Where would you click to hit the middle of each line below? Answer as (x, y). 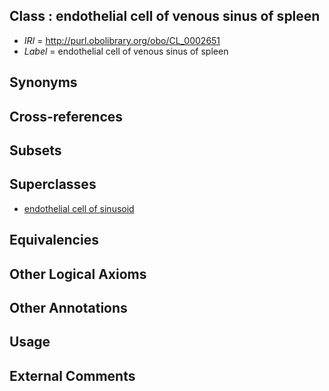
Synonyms (43, 82)
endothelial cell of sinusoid (79, 208)
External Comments (72, 375)
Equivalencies (54, 240)
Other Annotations (68, 307)
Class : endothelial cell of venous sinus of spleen (165, 16)
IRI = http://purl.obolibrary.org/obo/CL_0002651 (122, 40)
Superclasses (53, 184)
